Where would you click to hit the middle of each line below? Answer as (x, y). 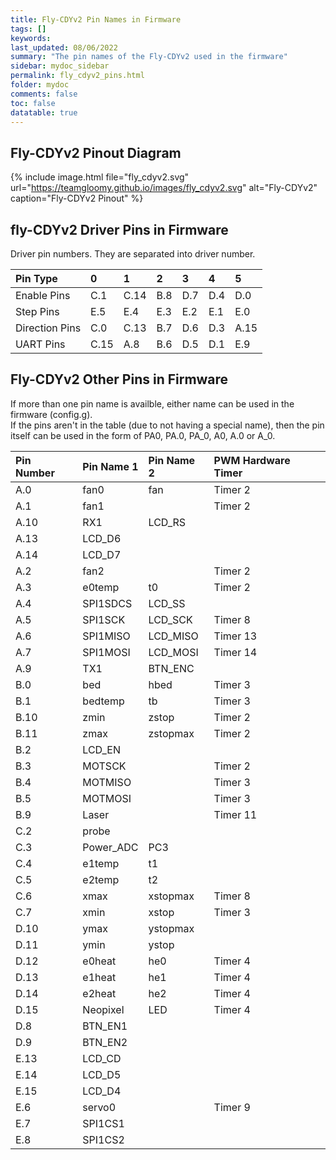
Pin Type (36, 278)
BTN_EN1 (105, 1026)
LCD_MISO (173, 636)
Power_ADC (110, 847)
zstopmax (171, 733)
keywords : (31, 38)
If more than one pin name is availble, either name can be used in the (152, 403)
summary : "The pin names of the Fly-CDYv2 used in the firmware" (149, 57)
